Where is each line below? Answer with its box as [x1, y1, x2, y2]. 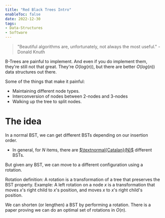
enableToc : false [5, 12, 41, 17]
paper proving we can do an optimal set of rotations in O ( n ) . [5, 207, 127, 213]
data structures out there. [5, 69, 57, 74]
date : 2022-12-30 [5, 16, 41, 21]
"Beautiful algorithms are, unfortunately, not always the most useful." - [17, 44, 161, 49]
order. [5, 137, 17, 143]
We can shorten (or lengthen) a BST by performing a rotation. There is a [5, 202, 151, 208]
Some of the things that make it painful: [5, 78, 85, 84]
